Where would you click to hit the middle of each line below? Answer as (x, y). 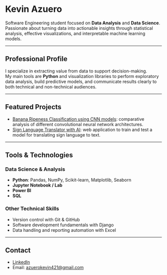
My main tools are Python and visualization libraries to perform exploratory (82, 76)
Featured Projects (33, 107)
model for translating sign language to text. (56, 135)
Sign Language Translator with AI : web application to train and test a (82, 130)
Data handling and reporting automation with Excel (64, 230)
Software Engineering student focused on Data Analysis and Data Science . (83, 23)
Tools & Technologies (39, 155)
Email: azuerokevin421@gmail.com (48, 268)
